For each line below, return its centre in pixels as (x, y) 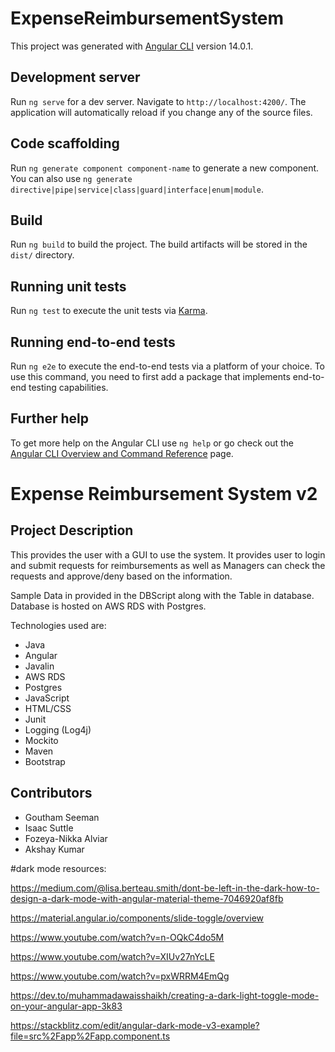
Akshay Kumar (54, 849)
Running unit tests (68, 286)
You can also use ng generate (71, 178)
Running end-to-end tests (93, 342)
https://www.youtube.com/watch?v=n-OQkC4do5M (117, 937)
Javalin (39, 666)
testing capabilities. (68, 387)
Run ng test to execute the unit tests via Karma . (109, 311)
